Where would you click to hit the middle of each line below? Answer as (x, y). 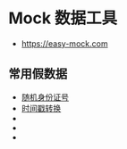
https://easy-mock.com (64, 43)
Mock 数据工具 (63, 18)
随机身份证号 (45, 97)
